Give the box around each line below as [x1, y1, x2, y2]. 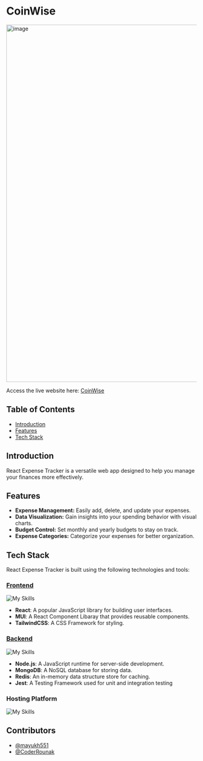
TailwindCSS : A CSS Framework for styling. [14, 620, 124, 627]
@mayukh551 [14, 742, 49, 749]
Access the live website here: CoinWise [6, 387, 105, 394]
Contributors [6, 725, 56, 736]
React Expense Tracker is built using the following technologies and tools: [6, 566, 190, 574]
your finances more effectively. [6, 473, 83, 481]
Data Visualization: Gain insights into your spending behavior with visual [14, 513, 197, 520]
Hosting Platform [6, 694, 57, 702]
